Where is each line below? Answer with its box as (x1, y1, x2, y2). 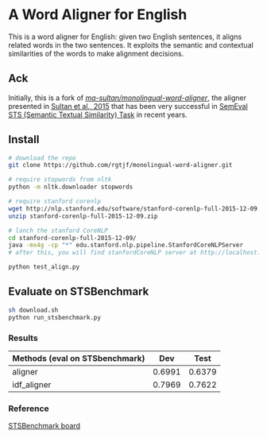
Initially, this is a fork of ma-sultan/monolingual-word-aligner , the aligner (8, 93, 247, 103)
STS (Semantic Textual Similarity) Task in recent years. (8, 110, 188, 119)
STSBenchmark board (8, 421, 81, 431)
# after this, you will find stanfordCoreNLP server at (8, 249, 197, 257)
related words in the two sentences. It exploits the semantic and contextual (8, 40, 254, 49)
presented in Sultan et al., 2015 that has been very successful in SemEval (8, 101, 248, 110)
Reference (8, 403, 49, 414)
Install (8, 133, 40, 146)
